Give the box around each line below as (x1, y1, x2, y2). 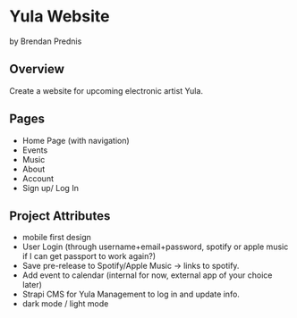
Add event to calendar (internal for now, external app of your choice (21, 270, 273, 280)
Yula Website (9, 6, 110, 27)
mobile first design (21, 232, 92, 243)
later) (21, 280, 43, 290)
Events (21, 145, 48, 155)
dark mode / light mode (21, 298, 109, 309)
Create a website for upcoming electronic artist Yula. (9, 85, 204, 96)
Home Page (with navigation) (21, 135, 130, 146)
